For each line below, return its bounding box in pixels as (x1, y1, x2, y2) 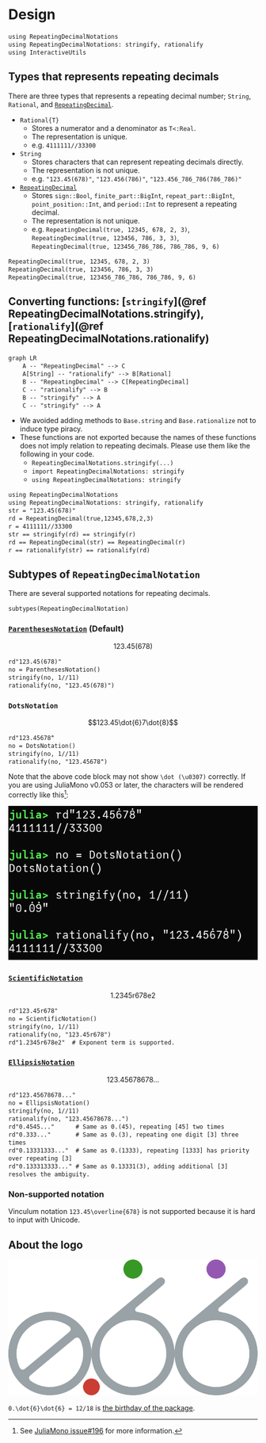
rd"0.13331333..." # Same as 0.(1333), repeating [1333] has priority (8, 1147, 249, 1155)
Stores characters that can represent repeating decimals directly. (31, 157, 244, 166)
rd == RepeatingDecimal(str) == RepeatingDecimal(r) (8, 538, 186, 546)
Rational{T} (19, 116, 59, 124)
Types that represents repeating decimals (8, 70, 219, 84)
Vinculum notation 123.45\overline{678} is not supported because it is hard (8, 1207, 256, 1216)
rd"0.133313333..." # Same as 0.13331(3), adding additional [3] (8, 1162, 228, 1170)
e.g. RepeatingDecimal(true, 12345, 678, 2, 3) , (31, 224, 190, 234)
